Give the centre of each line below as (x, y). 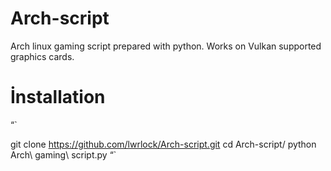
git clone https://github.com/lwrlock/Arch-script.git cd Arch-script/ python (163, 144)
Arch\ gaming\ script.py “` (63, 154)
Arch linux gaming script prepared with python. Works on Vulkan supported (166, 46)
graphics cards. (42, 56)
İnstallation (58, 97)
